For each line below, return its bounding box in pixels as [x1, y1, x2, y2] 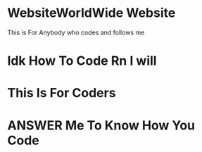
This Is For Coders [7, 85, 116, 101]
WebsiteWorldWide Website [7, 5, 176, 21]
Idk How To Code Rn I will [7, 53, 157, 69]
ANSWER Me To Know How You [7, 118, 196, 133]
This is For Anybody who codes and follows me [7, 28, 145, 37]
